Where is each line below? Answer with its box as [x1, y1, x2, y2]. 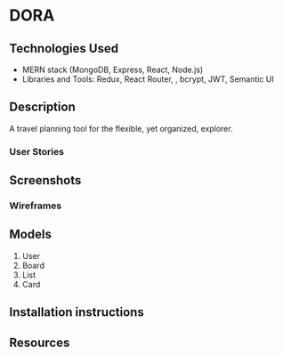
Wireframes [9, 199, 62, 212]
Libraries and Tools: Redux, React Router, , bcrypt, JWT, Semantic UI [21, 74, 274, 85]
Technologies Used [9, 41, 118, 56]
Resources [9, 335, 70, 350]
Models [9, 227, 52, 242]
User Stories [9, 145, 65, 158]
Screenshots [9, 173, 82, 188]
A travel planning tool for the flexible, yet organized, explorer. [9, 123, 233, 133]
